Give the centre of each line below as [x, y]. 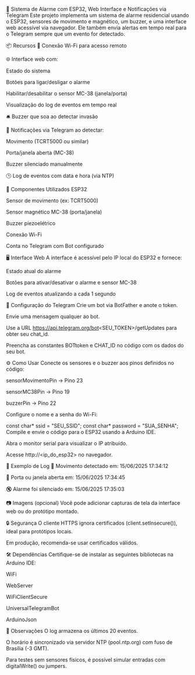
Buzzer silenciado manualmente [45, 164]
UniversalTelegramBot [33, 608]
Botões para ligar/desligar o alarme [48, 82]
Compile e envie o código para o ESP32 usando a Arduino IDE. [81, 432]
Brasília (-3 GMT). [27, 648]
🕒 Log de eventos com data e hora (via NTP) [60, 176]
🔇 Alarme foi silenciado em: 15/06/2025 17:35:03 [65, 489]
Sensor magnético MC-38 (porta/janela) [54, 212]
